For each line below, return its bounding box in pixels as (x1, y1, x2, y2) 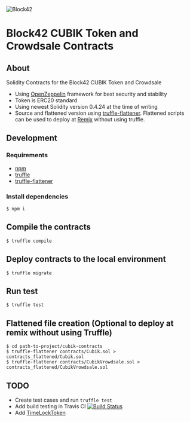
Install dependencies (6, 192, 69, 200)
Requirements (6, 151, 48, 160)
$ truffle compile (6, 238, 52, 244)
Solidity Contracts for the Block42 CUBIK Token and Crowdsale (6, 79, 162, 86)
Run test (6, 286, 38, 296)
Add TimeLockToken (14, 409, 66, 417)
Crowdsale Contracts (6, 39, 114, 53)
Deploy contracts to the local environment (6, 254, 166, 264)
